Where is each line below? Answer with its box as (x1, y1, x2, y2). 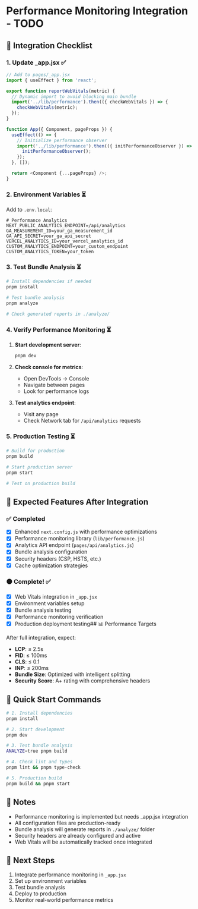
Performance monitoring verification (14, 614, 104, 621)
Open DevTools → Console (23, 375, 90, 382)
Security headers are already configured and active (14, 832, 141, 839)
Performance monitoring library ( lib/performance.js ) (14, 535, 145, 542)
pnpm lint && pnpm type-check (6, 765, 81, 770)
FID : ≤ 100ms (14, 652, 47, 659)
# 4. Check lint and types (6, 759, 73, 765)
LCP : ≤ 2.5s (14, 646, 43, 653)
